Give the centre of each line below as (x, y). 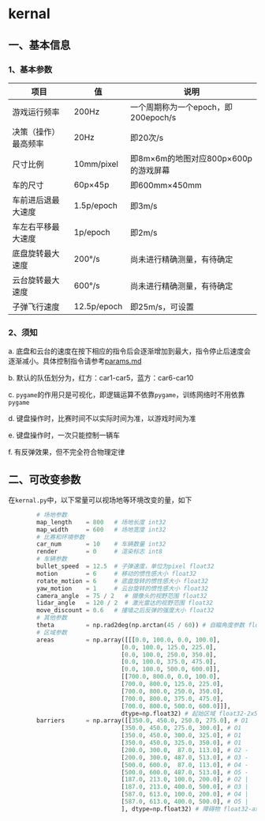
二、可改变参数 (45, 479)
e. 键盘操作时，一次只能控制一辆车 (64, 435)
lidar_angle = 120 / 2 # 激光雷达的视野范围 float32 (125, 603)
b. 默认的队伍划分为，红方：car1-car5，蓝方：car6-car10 (101, 378)
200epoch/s (153, 117)
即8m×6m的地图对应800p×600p (191, 158)
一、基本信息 (39, 45)
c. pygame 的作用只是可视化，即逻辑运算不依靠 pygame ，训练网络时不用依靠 (127, 395)
